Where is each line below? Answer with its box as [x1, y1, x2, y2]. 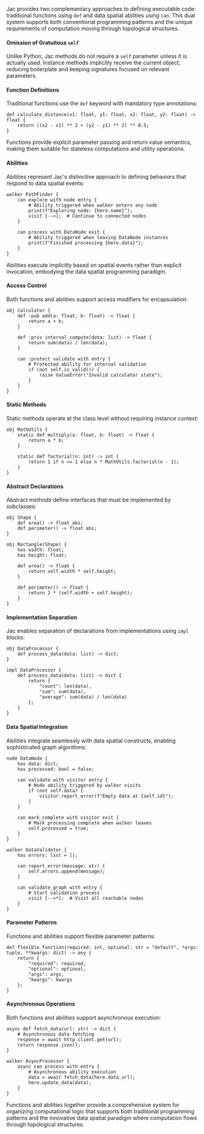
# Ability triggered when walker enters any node [28, 202, 157, 208]
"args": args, [28, 971, 64, 977]
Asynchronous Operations [6, 1000, 75, 1007]
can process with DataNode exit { [17, 229, 105, 235]
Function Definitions [6, 86, 59, 93]
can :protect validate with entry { [17, 356, 111, 362]
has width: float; [17, 547, 64, 553]
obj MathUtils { [6, 427, 48, 433]
